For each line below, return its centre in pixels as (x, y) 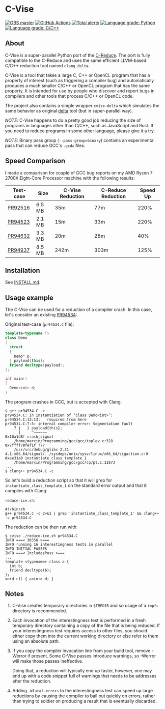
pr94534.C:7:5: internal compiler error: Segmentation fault (69, 424)
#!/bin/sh (15, 509)
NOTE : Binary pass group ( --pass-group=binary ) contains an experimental (80, 140)
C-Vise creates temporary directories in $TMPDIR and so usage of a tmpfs (85, 606)
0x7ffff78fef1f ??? (25, 445)
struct (16, 347)
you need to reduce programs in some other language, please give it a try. (80, 131)
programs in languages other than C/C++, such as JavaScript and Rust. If (79, 125)
